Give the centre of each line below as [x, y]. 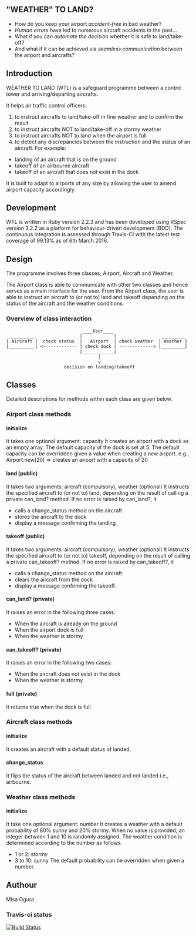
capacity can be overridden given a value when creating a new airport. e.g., [98, 454]
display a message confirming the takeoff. [65, 586]
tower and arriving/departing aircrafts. [52, 94]
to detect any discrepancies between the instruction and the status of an [102, 142]
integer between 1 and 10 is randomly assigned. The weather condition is [94, 836]
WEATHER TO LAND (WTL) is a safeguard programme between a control [94, 88]
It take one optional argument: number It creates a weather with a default [94, 824]
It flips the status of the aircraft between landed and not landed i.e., [87, 776]
